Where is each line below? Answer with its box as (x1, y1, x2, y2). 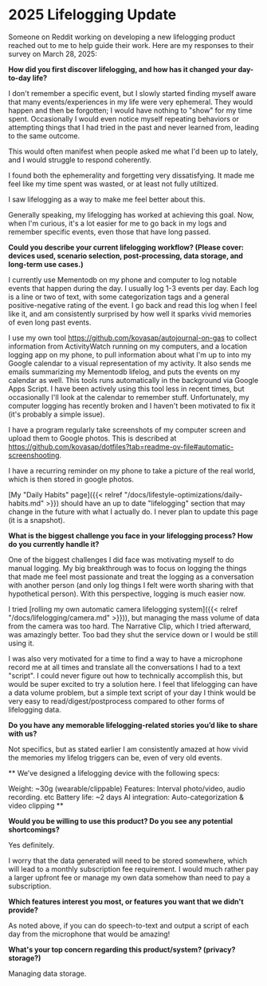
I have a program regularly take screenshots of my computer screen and (8, 425, 246, 434)
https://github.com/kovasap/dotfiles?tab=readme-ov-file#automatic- (8, 441, 234, 451)
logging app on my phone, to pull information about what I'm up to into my (8, 349, 252, 359)
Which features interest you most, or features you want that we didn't (8, 896, 245, 906)
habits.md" (8, 498, 45, 508)
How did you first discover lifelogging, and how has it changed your (8, 64, 237, 74)
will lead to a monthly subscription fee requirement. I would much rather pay (8, 864, 259, 873)
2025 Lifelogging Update (8, 6, 177, 24)
